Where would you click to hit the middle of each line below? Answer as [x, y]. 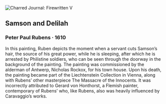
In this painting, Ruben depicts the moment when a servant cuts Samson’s [81, 48]
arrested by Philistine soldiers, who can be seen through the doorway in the [83, 59]
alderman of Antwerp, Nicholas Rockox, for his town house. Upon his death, [83, 70]
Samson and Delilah [37, 24]
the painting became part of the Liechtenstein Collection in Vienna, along [80, 75]
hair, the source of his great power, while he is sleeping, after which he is [80, 54]
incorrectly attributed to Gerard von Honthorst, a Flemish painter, [72, 85]
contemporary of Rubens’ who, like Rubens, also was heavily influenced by [82, 91]
